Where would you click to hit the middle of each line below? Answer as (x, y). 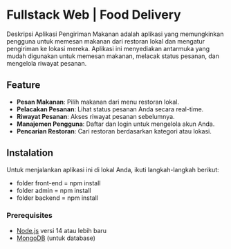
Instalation (30, 153)
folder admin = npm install (54, 190)
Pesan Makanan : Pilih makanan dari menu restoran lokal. (98, 102)
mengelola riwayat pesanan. (47, 63)
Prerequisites (29, 216)
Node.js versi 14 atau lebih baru (62, 230)
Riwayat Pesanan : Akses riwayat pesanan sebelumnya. (95, 116)
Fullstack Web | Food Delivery (94, 15)
